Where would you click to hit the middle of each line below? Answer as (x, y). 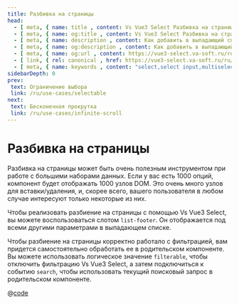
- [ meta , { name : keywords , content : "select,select (97, 67)
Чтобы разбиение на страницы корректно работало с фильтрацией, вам (117, 241)
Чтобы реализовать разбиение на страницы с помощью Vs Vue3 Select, (117, 212)
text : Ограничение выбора (49, 87)
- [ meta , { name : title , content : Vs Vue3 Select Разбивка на (111, 27)
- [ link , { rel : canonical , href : (68, 61)
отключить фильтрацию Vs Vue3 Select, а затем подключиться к (106, 263)
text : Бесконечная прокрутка (54, 107)
